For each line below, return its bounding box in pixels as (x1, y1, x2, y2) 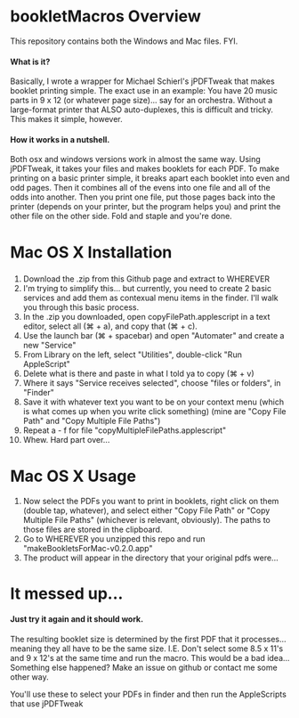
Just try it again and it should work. (10, 614, 144, 624)
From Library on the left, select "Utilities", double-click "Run (22, 349, 243, 360)
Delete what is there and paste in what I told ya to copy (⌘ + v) (22, 368, 255, 379)
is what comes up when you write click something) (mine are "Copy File (22, 406, 287, 417)
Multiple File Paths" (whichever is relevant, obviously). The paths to (22, 515, 271, 526)
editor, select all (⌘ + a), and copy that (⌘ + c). (22, 321, 198, 331)
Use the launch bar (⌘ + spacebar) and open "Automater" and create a (22, 330, 285, 341)
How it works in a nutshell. (10, 134, 110, 144)
